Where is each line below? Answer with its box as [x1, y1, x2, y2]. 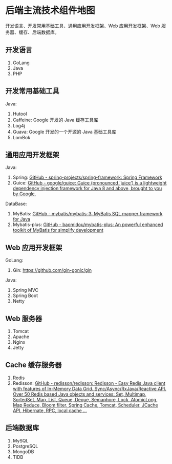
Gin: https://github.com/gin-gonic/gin [12, 267, 92, 273]
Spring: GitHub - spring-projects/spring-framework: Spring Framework [12, 174, 162, 180]
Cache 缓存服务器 [5, 361, 62, 369]
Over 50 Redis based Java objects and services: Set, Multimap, [12, 391, 147, 397]
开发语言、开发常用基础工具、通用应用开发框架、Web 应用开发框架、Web [5, 23, 160, 29]
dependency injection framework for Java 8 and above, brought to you [12, 185, 162, 192]
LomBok [12, 134, 31, 140]
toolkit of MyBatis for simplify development [12, 227, 104, 233]
